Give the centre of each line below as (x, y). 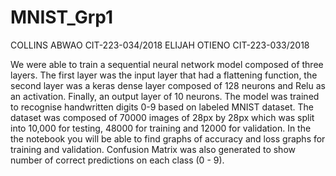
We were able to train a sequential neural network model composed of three (167, 64)
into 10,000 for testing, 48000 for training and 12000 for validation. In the (161, 128)
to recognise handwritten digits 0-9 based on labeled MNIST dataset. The (162, 107)
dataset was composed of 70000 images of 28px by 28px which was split (162, 117)
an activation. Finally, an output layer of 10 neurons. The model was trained (165, 96)
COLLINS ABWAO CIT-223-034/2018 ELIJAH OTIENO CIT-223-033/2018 (160, 45)
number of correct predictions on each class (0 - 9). (117, 160)
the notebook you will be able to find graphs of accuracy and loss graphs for (168, 138)
